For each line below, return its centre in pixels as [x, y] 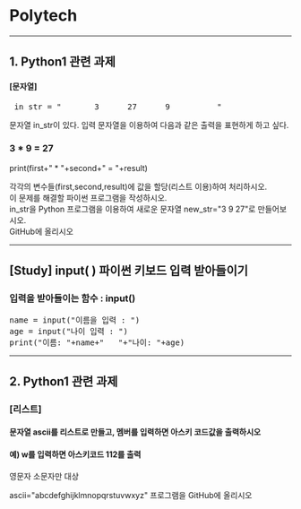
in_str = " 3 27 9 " [118, 107]
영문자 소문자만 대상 [44, 476]
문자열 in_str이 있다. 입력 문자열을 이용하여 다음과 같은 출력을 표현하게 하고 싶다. [149, 125]
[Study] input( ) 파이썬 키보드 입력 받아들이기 [129, 271]
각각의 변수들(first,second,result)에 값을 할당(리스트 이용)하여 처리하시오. [138, 186]
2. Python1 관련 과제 [64, 381]
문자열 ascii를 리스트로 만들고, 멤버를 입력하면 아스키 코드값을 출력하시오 [135, 432]
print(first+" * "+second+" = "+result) [78, 168]
